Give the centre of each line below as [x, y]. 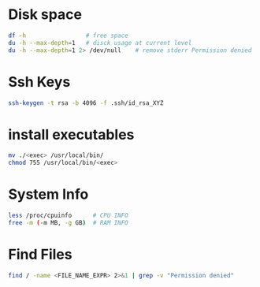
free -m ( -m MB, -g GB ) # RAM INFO [68, 222]
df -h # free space [68, 35]
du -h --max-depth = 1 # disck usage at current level [100, 43]
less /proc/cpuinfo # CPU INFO [68, 215]
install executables [71, 134]
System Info [48, 194]
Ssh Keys [39, 82]
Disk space [45, 15]
